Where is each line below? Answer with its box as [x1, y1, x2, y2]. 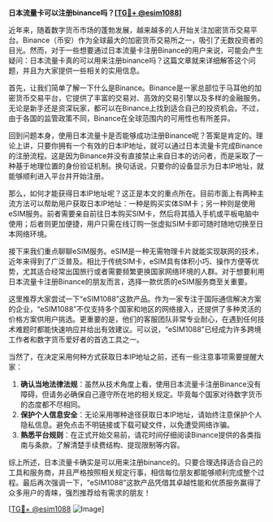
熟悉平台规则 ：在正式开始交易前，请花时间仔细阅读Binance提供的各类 [19, 430, 254, 439]
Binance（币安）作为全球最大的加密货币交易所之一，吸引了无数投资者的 [22, 36, 264, 45]
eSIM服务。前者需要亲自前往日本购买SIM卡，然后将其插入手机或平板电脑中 [8, 209, 259, 218]
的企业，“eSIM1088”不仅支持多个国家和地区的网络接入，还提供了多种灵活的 [8, 304, 262, 313]
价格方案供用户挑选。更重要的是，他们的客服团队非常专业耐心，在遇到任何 [8, 314, 258, 324]
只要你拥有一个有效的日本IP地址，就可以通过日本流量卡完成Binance [36, 141, 262, 150]
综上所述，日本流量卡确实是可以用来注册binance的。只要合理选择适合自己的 [8, 458, 263, 467]
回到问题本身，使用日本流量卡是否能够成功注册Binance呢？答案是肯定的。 [8, 131, 257, 140]
